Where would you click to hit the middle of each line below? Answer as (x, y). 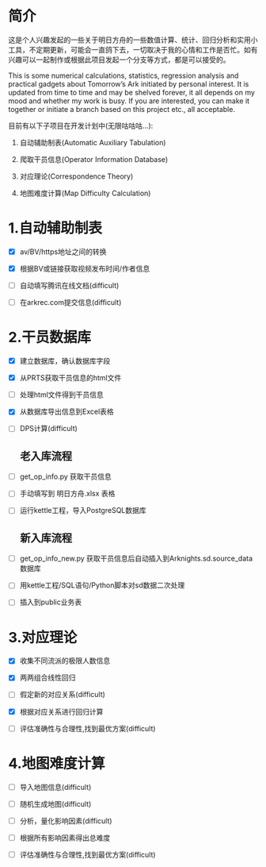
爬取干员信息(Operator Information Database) (94, 159)
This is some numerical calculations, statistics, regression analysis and (123, 75)
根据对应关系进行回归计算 (61, 711)
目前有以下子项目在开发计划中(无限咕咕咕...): (81, 125)
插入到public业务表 (50, 602)
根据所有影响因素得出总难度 (65, 838)
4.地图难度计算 (57, 763)
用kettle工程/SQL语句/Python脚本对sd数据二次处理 (102, 585)
